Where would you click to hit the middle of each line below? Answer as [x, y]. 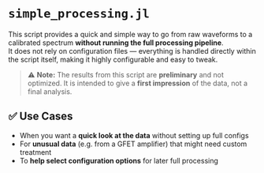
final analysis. [50, 91]
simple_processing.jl [79, 14]
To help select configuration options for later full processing [119, 160]
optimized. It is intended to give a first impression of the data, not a [138, 83]
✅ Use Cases [41, 117]
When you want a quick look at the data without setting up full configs [134, 135]
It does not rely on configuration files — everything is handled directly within [132, 51]
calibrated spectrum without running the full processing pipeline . [116, 43]
